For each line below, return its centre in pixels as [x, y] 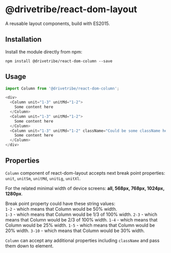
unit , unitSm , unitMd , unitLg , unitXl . [43, 178]
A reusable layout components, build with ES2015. [58, 23]
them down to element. [30, 246]
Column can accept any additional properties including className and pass [82, 240]
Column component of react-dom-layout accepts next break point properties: [85, 173]
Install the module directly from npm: [44, 51]
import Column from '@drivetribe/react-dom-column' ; [62, 88]
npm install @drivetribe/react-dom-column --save [59, 61]
